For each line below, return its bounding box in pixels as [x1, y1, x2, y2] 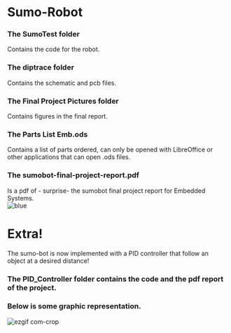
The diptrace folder [7, 62, 75, 72]
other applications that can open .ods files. [7, 153, 131, 161]
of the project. [7, 283, 57, 292]
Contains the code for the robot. [7, 45, 100, 53]
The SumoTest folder [7, 29, 80, 39]
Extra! [7, 226, 43, 242]
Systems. [7, 193, 34, 202]
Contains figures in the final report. [7, 112, 108, 121]
